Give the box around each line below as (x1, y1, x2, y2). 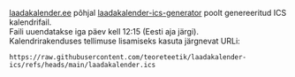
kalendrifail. (9, 17, 52, 27)
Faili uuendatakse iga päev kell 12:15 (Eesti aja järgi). (9, 27, 199, 36)
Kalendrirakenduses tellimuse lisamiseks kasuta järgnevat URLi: (9, 35, 240, 46)
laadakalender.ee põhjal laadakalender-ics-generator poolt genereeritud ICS (9, 8, 287, 18)
